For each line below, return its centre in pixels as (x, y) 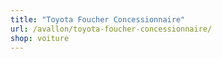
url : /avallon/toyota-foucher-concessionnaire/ (111, 29)
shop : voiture (40, 38)
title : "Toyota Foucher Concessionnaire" (98, 19)
